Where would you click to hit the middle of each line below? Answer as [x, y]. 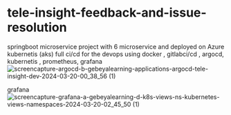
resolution [37, 27]
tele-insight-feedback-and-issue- [107, 13]
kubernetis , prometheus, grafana [55, 61]
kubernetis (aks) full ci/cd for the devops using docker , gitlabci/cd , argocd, [116, 54]
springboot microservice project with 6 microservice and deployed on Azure [116, 46]
